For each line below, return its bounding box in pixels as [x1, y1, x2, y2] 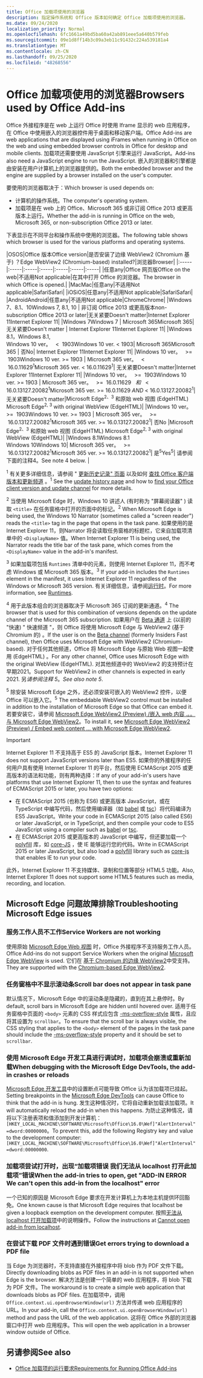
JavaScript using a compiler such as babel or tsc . [14, 826, 138, 833]
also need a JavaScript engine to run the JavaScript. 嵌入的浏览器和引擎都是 [6, 157, 196, 164]
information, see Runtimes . [6, 589, 74, 596]
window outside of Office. [6, 1328, 71, 1336]
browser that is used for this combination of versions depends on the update [6, 609, 197, 616]
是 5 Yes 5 [153, 448, 174, 457]
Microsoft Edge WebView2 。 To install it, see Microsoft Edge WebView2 [13, 718, 190, 725]
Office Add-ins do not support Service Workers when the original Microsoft [6, 949, 193, 957]
